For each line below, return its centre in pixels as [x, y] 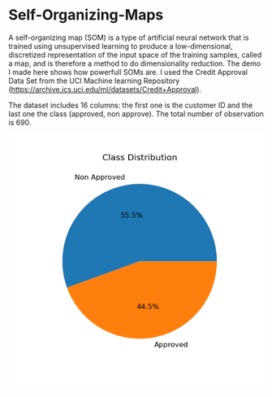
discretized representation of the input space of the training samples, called [135, 55]
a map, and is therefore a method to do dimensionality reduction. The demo [135, 63]
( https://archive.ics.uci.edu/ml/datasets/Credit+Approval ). [105, 89]
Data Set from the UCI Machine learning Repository [94, 81]
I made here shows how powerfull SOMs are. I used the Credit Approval [128, 72]
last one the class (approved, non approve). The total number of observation [136, 113]
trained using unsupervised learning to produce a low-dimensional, [121, 46]
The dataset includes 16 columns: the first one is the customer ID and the [131, 105]
